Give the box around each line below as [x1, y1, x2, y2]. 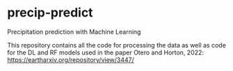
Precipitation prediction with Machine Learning [7, 28, 141, 36]
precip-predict [7, 5, 93, 21]
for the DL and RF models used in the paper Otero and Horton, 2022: [7, 48, 204, 57]
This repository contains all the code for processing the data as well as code [7, 41, 226, 49]
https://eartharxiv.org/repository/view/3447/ [7, 55, 134, 63]
